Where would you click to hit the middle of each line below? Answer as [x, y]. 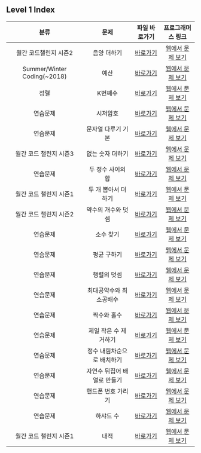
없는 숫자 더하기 [107, 154]
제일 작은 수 [104, 330]
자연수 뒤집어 [104, 371]
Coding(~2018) [45, 76]
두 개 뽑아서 [104, 189]
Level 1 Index [31, 10]
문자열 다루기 [104, 129]
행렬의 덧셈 [107, 274]
